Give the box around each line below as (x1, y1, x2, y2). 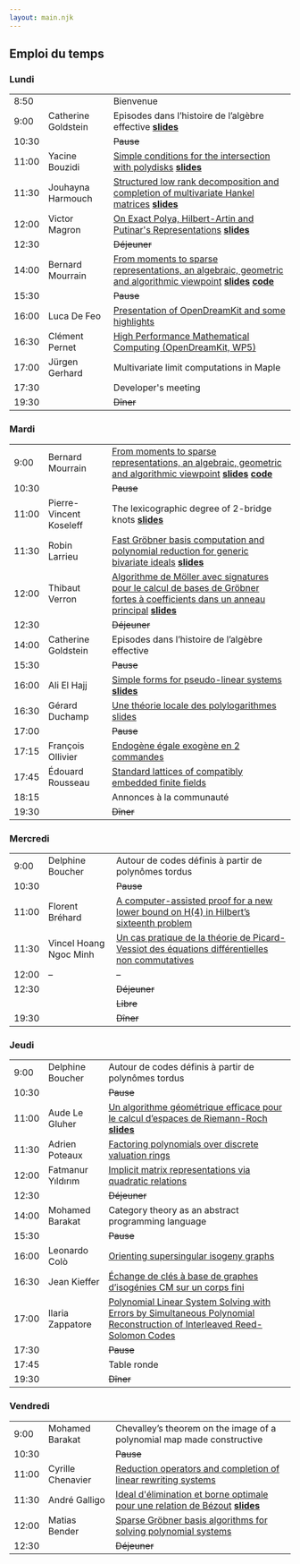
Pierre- (47, 496, 79, 509)
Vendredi (9, 1400, 51, 1413)
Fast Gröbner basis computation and (111, 534, 265, 546)
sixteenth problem (115, 917, 193, 929)
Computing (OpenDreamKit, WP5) (112, 341, 256, 354)
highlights (112, 315, 154, 328)
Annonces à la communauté (111, 791, 229, 803)
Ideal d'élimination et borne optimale (115, 1488, 269, 1500)
